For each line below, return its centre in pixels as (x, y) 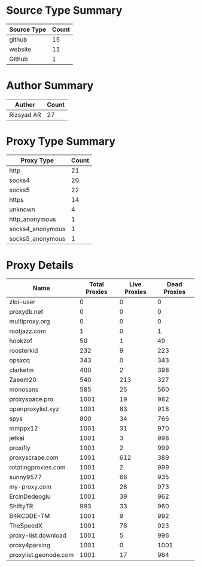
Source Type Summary (64, 10)
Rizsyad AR (25, 114)
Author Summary (50, 86)
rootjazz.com (28, 331)
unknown (22, 209)
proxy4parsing (30, 545)
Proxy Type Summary (61, 142)
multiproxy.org (30, 321)
